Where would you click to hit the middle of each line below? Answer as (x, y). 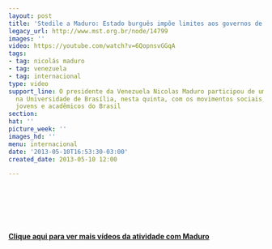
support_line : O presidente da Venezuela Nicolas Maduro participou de (132, 91)
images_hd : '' (32, 136)
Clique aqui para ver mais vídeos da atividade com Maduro (109, 237)
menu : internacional (43, 144)
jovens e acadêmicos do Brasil (68, 106)
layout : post (30, 16)
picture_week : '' (38, 129)
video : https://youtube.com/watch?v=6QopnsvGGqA (92, 46)
